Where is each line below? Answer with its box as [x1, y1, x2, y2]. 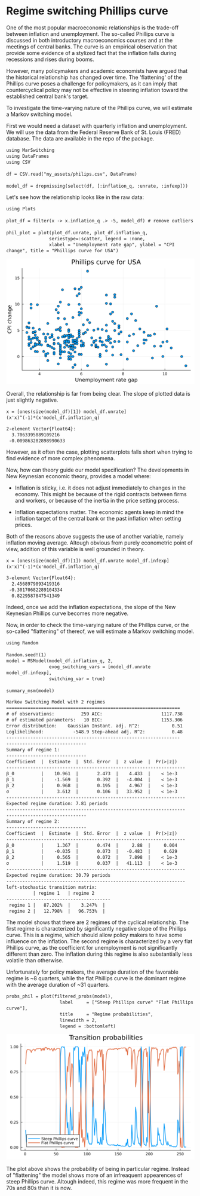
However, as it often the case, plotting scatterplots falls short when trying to [6, 448, 193, 455]
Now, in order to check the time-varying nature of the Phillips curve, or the [6, 621, 189, 628]
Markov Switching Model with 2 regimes [6, 699, 106, 705]
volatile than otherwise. [6, 956, 64, 963]
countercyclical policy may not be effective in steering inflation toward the [6, 86, 188, 93]
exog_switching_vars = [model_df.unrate [48, 663, 151, 670]
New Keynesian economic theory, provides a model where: [6, 472, 151, 479]
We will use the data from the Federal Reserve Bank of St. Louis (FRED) [6, 129, 181, 136]
